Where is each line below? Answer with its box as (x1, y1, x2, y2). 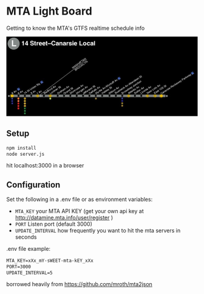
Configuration (6, 180, 61, 190)
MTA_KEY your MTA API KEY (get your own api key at (15, 208, 144, 215)
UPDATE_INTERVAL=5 (6, 270, 53, 276)
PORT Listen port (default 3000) (15, 220, 93, 228)
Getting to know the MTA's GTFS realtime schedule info (6, 24, 145, 32)
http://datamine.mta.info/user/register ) (15, 214, 114, 222)
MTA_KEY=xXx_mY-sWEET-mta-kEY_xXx (6, 257, 94, 264)
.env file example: (6, 245, 50, 253)
